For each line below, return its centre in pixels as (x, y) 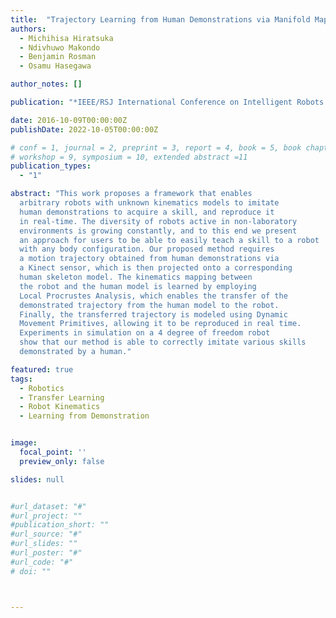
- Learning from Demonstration (84, 416)
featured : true (42, 369)
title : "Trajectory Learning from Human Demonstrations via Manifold (160, 19)
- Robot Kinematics (60, 407)
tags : (21, 379)
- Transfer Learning (62, 397)
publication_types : (51, 166)
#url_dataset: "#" (48, 506)
